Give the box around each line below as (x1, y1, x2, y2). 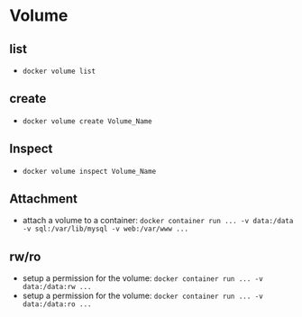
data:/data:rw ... (22, 283, 92, 292)
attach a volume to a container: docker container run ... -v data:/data (22, 215, 294, 226)
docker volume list (22, 67, 96, 76)
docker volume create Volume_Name (22, 116, 152, 126)
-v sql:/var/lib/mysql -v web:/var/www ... (22, 224, 189, 234)
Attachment (9, 191, 78, 207)
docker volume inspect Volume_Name (22, 167, 157, 176)
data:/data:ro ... (22, 300, 92, 309)
